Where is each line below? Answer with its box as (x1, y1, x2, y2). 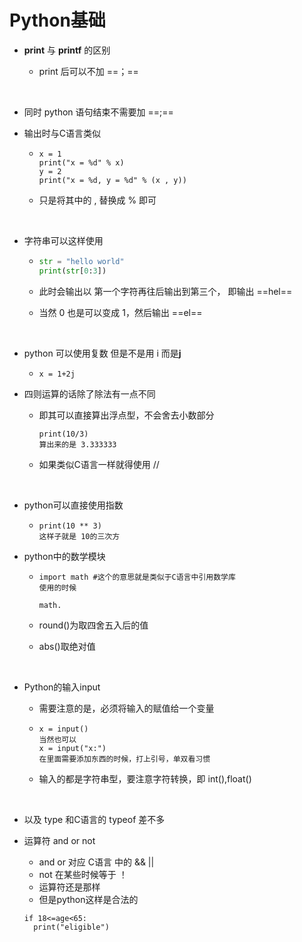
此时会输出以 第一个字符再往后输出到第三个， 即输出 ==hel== (38, 285, 293, 297)
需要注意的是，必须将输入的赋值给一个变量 (38, 702, 215, 714)
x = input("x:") (38, 743, 107, 753)
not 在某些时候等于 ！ (38, 868, 128, 880)
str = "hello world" (38, 256, 125, 266)
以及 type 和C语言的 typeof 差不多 (23, 813, 166, 825)
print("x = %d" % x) (38, 157, 125, 168)
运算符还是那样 (38, 881, 101, 893)
